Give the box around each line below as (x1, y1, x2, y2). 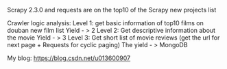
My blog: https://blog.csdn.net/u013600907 (7, 54, 131, 62)
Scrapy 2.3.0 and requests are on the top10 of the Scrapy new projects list (7, 6, 217, 14)
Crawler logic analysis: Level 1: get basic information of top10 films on (7, 19, 204, 27)
